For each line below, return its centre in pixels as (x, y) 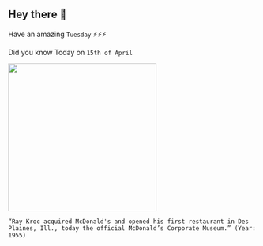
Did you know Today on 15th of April (70, 52)
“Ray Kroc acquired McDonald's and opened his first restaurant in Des (128, 222)
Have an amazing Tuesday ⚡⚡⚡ (58, 34)
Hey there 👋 (38, 15)
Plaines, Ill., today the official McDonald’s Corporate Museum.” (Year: (132, 228)
